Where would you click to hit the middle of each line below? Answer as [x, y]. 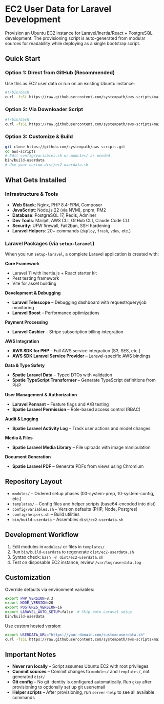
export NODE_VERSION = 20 [29, 603]
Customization [28, 578]
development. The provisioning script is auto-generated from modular [75, 38]
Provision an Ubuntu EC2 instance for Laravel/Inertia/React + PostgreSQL [79, 33]
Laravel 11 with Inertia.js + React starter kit [54, 273]
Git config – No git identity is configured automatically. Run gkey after [82, 682]
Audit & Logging [22, 419]
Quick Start [23, 59]
